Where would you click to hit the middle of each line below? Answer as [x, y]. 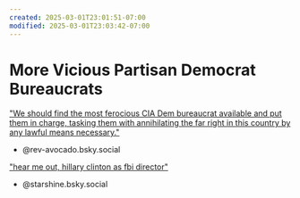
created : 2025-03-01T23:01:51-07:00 [77, 17]
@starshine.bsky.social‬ [65, 185]
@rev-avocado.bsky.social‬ [71, 150]
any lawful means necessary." [64, 132]
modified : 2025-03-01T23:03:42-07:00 [80, 26]
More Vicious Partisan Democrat [133, 70]
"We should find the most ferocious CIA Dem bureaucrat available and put [146, 113]
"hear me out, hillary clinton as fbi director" [89, 167]
